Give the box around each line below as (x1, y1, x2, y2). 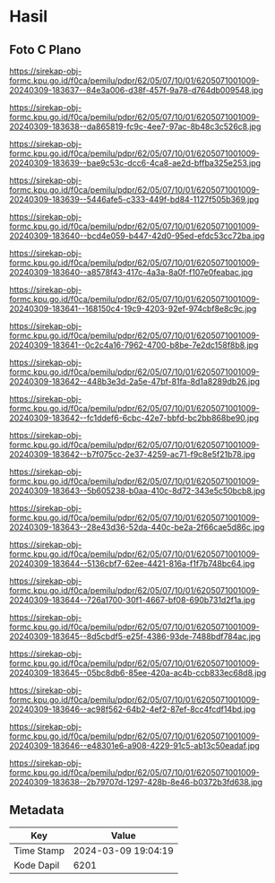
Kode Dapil (13, 859, 60, 871)
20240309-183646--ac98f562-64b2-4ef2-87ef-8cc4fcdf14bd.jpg (9, 704, 256, 714)
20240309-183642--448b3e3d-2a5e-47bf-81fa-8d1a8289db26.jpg (9, 377, 261, 386)
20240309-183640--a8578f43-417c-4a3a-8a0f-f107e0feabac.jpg (9, 267, 254, 277)
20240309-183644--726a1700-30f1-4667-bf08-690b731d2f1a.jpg (9, 594, 255, 605)
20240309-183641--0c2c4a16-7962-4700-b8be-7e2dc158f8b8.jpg (9, 340, 259, 351)
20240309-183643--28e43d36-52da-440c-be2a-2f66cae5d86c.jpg (9, 522, 265, 532)
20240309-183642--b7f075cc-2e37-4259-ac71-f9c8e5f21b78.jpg (9, 449, 255, 459)
